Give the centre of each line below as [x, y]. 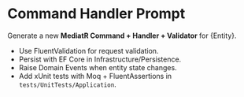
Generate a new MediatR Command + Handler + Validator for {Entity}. [122, 35]
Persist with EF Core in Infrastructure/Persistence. [100, 59]
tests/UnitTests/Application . [68, 84]
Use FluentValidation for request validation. [89, 50]
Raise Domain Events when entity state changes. [98, 67]
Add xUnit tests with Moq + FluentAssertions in [95, 76]
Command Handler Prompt [96, 14]
